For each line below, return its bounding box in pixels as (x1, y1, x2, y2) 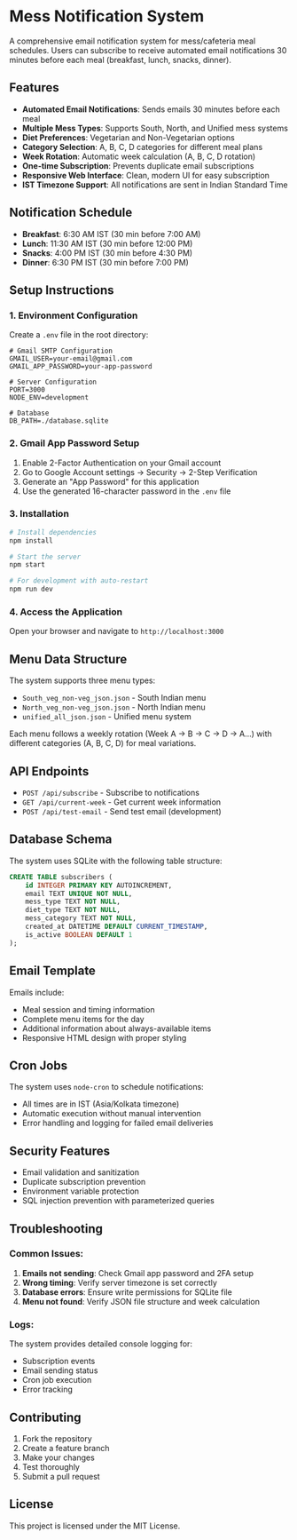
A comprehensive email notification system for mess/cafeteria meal (9, 36, 256, 46)
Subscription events (21, 1356, 96, 1367)
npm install (9, 536, 53, 545)
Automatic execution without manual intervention (21, 1108, 201, 1119)
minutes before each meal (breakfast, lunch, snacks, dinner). (9, 54, 232, 65)
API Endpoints (9, 764, 90, 779)
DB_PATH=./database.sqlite (9, 417, 109, 425)
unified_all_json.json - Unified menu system (21, 711, 192, 722)
